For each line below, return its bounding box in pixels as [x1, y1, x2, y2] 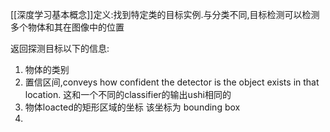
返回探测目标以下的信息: [10, 43, 110, 54]
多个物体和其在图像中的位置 [10, 21, 125, 33]
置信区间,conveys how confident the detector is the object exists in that [24, 76, 320, 88]
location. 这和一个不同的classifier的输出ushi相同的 [24, 89, 232, 100]
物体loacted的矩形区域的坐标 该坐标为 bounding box [24, 101, 241, 113]
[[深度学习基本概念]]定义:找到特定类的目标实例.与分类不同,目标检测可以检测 [10, 9, 320, 20]
